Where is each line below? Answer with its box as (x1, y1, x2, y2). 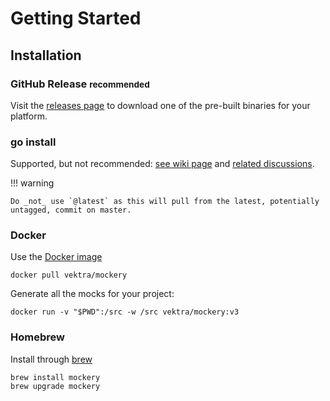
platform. (10, 110, 48, 122)
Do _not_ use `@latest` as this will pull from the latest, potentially (10, 197, 320, 207)
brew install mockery (10, 372, 101, 382)
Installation (10, 47, 82, 64)
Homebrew (10, 330, 65, 344)
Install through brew (10, 353, 93, 365)
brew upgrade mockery (10, 381, 101, 391)
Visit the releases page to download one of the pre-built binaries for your (10, 99, 311, 111)
